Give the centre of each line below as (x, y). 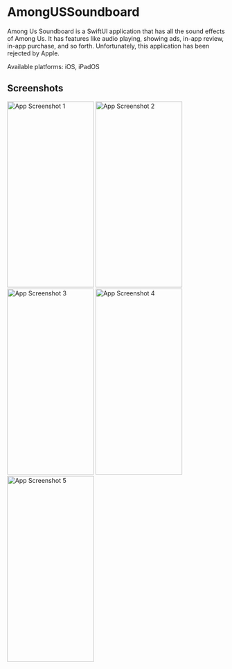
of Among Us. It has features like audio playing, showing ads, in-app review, (115, 38)
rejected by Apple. (34, 53)
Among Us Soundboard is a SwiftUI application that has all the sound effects (116, 31)
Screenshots (35, 88)
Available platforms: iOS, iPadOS (53, 66)
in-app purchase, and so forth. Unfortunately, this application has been (108, 46)
